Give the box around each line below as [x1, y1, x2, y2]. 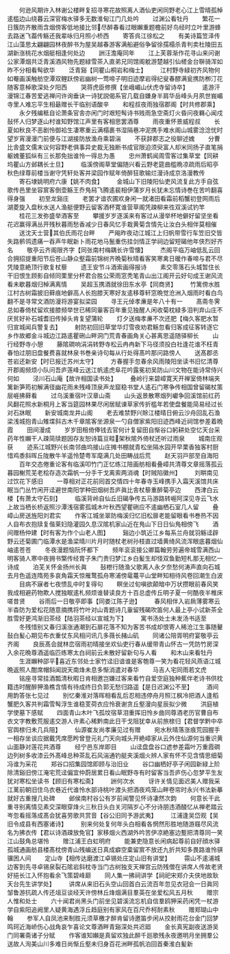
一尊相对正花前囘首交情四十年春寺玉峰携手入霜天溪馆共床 [56, 477, 219, 485]
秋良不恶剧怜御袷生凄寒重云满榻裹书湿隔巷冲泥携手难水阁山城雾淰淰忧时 [18, 126, 223, 134]
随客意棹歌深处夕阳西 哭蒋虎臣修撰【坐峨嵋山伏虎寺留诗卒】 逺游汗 [7, 83, 220, 91]
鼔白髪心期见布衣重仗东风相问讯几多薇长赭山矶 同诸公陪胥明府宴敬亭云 [7, 631, 219, 639]
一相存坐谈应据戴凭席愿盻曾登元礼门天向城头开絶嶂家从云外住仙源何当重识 [7, 734, 217, 742]
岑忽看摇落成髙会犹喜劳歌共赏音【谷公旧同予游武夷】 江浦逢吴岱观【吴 [7, 811, 219, 819]
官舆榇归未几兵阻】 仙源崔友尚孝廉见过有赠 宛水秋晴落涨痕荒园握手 [7, 726, 220, 733]
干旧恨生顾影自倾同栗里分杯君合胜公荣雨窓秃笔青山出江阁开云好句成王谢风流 [7, 271, 223, 280]
